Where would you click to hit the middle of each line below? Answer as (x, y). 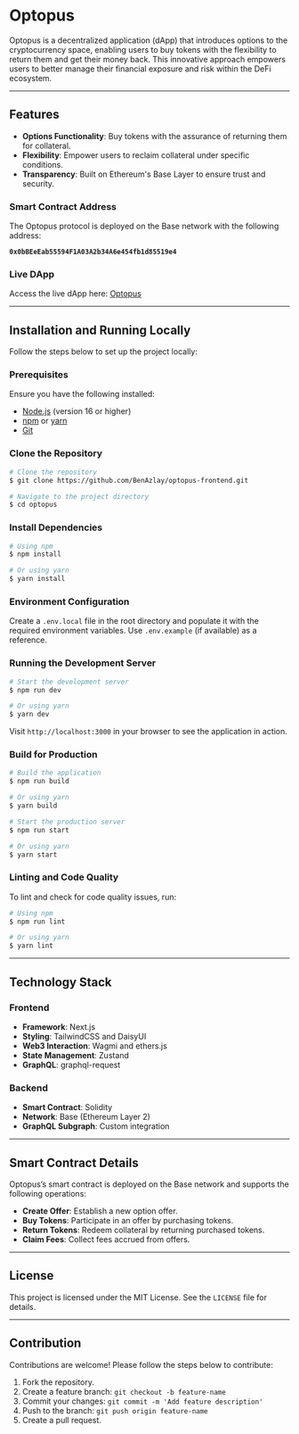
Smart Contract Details (74, 1162)
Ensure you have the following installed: (82, 394)
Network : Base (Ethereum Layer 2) (86, 1117)
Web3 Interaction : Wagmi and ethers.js (94, 1046)
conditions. (43, 164)
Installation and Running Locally (100, 330)
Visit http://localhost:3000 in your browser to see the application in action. (148, 732)
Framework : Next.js (59, 1026)
